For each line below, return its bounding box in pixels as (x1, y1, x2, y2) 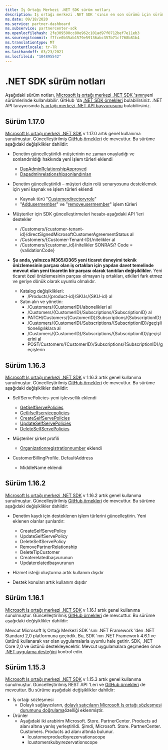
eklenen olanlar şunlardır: (12, 518, 65, 524)
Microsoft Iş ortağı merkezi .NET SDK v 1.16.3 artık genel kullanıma (5, 374, 141, 380)
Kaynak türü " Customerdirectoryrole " (19, 196, 97, 202)
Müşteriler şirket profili (12, 435, 59, 441)
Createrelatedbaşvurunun (19, 554, 73, 560)
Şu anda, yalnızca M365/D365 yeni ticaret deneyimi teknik (12, 257, 137, 263)
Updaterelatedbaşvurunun (19, 560, 74, 566)
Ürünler (12, 712, 28, 719)
